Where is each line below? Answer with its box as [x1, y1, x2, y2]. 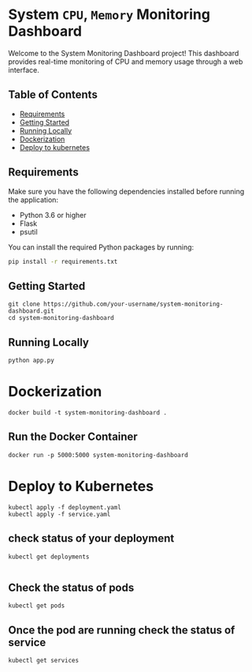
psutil [19, 227, 38, 236]
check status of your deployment [8, 531, 175, 546]
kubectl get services [8, 657, 80, 665]
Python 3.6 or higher [19, 210, 87, 220]
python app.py [8, 357, 55, 365]
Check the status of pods [8, 580, 135, 594]
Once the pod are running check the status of [8, 623, 235, 636]
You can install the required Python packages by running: [8, 242, 195, 252]
